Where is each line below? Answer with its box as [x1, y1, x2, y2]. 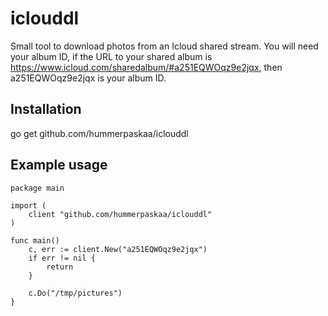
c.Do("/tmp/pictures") [28, 288, 123, 298]
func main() [10, 235, 60, 246]
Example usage [10, 157, 108, 174]
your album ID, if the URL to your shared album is [10, 50, 213, 62]
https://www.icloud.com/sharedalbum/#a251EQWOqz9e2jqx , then [10, 61, 283, 73]
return [46, 262, 74, 272]
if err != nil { [28, 253, 97, 263]
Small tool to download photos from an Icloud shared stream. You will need [10, 40, 319, 52]
